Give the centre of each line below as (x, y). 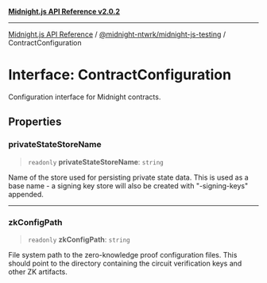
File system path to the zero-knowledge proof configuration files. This (123, 254)
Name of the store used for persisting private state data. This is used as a (128, 177)
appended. (26, 194)
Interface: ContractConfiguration (120, 75)
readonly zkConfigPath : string (79, 239)
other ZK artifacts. (38, 271)
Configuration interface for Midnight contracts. (85, 97)
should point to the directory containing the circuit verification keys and (125, 263)
